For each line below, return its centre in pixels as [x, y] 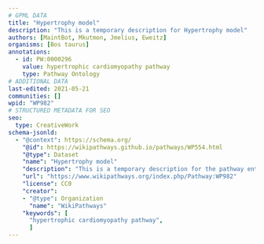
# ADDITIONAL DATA [38, 81]
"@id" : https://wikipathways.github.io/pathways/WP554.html [123, 147]
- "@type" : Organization [63, 198]
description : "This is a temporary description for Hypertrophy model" [128, 30]
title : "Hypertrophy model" [54, 23]
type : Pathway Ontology [61, 74]
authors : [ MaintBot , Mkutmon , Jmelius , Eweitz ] [88, 37]
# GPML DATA [27, 15]
